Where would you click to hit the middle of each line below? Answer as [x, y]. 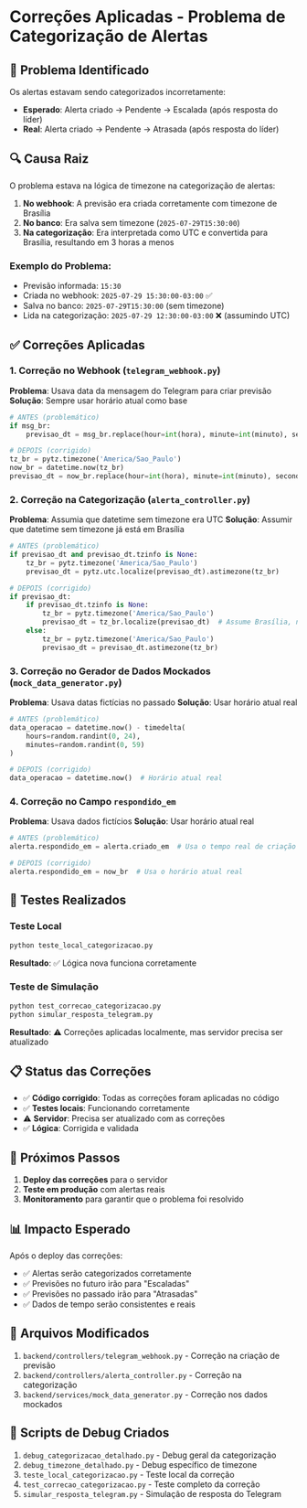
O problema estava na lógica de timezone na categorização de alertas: [143, 186]
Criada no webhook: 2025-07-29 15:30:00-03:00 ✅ [117, 295]
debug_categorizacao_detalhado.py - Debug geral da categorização [149, 1455]
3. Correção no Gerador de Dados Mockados [111, 671]
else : [37, 631]
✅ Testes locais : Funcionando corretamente [106, 1108]
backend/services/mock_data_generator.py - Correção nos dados [145, 1394]
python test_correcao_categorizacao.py [85, 1006]
